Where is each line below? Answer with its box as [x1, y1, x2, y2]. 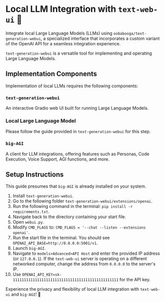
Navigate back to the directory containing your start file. [12, 214, 127, 220]
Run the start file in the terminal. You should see [12, 235, 110, 241]
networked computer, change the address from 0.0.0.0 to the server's [12, 261, 156, 267]
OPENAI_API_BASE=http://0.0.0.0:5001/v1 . [12, 240, 98, 246]
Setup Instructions [5, 170, 64, 179]
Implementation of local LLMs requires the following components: [5, 83, 138, 89]
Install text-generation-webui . [12, 193, 74, 199]
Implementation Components [5, 70, 97, 78]
